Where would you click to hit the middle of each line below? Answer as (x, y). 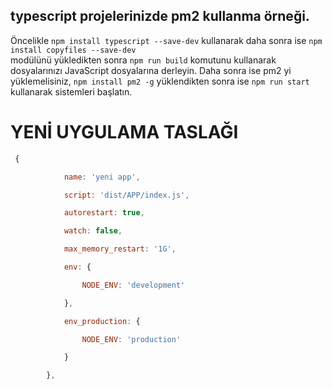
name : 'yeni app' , (102, 177)
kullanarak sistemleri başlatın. (71, 91)
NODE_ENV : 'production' (131, 339)
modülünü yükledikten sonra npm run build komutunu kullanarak (143, 60)
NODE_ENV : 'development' (133, 285)
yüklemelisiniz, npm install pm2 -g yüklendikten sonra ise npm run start (160, 81)
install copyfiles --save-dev (73, 50)
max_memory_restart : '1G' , (120, 249)
